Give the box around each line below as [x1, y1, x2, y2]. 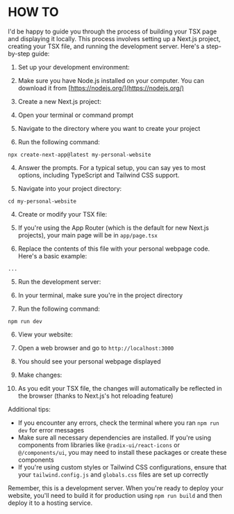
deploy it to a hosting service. [8, 499, 93, 507]
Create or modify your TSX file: [17, 210, 107, 218]
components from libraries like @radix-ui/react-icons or [17, 440, 180, 449]
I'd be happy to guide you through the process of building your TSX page [8, 27, 217, 36]
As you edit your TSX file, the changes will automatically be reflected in [17, 384, 222, 392]
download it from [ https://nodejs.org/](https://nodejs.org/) [17, 84, 185, 92]
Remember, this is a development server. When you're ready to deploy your [8, 483, 224, 492]
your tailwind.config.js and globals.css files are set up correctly [17, 470, 209, 478]
